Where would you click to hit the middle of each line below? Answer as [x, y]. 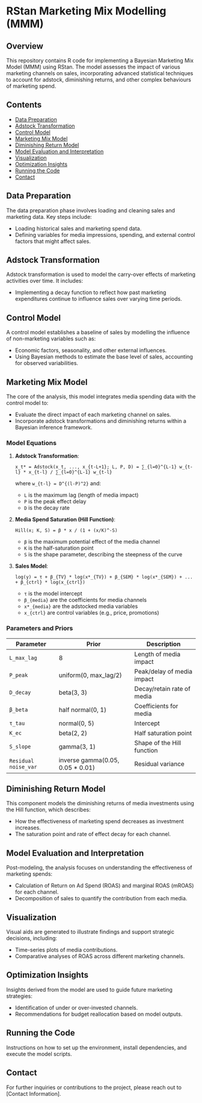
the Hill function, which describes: [49, 810]
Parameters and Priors [40, 628]
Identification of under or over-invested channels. [76, 1007]
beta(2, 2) [73, 733]
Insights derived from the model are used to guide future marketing [90, 989]
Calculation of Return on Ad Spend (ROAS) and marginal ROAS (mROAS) [104, 886]
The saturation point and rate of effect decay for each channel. [93, 834]
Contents [24, 105]
